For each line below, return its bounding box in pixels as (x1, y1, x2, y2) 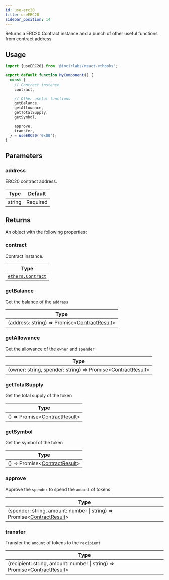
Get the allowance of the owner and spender (5, 346, 95, 352)
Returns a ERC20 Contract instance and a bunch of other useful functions (5, 31, 158, 37)
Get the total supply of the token (5, 393, 72, 399)
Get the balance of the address (5, 299, 69, 305)
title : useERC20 (5, 12, 39, 17)
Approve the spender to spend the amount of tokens (5, 486, 111, 492)
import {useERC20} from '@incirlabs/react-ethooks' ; (5, 64, 118, 69)
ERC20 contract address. (5, 178, 57, 184)
